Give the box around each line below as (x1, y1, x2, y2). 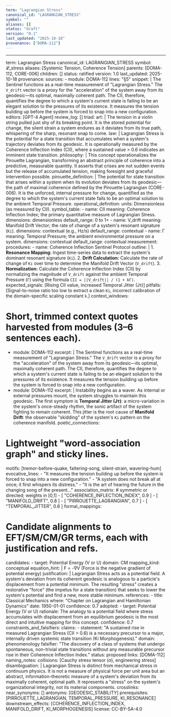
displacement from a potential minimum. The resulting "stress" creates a (6, 581, 157, 587)
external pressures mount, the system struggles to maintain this (13, 392, 147, 398)
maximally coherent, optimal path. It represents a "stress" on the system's (6, 679, 161, 685)
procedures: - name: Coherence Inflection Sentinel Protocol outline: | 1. (6, 244, 154, 250)
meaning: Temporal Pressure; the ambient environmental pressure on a (6, 233, 154, 239)
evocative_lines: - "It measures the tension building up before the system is (6, 470, 163, 477)
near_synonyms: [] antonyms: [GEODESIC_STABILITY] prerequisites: (6, 689, 149, 696)
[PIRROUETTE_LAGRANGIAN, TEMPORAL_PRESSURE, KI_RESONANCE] (6, 695, 156, 701)
